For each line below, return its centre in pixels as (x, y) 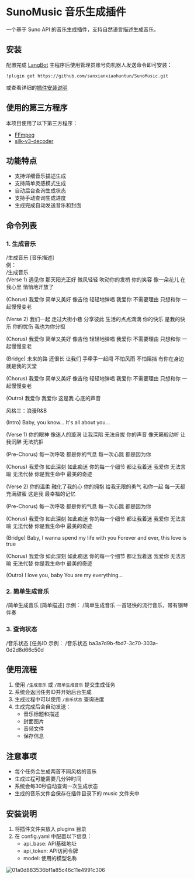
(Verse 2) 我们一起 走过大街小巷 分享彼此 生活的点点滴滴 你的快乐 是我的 (93, 319)
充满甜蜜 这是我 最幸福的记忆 (41, 494)
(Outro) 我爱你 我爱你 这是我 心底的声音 (53, 398)
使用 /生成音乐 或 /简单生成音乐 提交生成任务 (65, 685)
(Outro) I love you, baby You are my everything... (65, 575)
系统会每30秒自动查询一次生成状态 (56, 786)
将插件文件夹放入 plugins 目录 (50, 829)
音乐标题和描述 (41, 714)
